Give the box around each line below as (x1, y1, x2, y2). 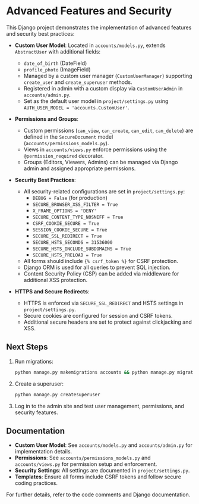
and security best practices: (6, 30, 75, 37)
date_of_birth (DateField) (23, 60, 87, 67)
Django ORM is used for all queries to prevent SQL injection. (23, 264, 170, 271)
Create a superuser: (14, 380, 64, 387)
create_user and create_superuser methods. (23, 79, 132, 86)
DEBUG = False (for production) (32, 194, 108, 201)
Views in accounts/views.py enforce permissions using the (23, 146, 168, 153)
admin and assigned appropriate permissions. (23, 165, 136, 172)
